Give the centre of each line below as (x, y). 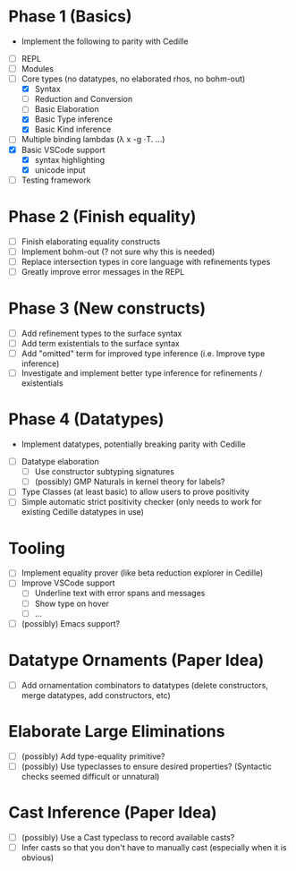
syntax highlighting (70, 159)
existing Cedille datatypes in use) (83, 512)
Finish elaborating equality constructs (91, 241)
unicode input (60, 170)
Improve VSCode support (68, 583)
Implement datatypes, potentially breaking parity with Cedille (133, 444)
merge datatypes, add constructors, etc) (96, 695)
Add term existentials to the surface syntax (101, 343)
